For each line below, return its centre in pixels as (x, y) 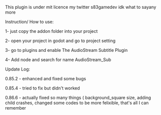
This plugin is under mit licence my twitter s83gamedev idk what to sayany (80, 7)
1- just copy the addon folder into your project (52, 31)
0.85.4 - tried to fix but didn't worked (42, 88)
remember (15, 108)
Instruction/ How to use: (29, 22)
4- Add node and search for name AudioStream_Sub (58, 60)
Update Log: (18, 69)
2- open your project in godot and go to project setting (60, 41)
